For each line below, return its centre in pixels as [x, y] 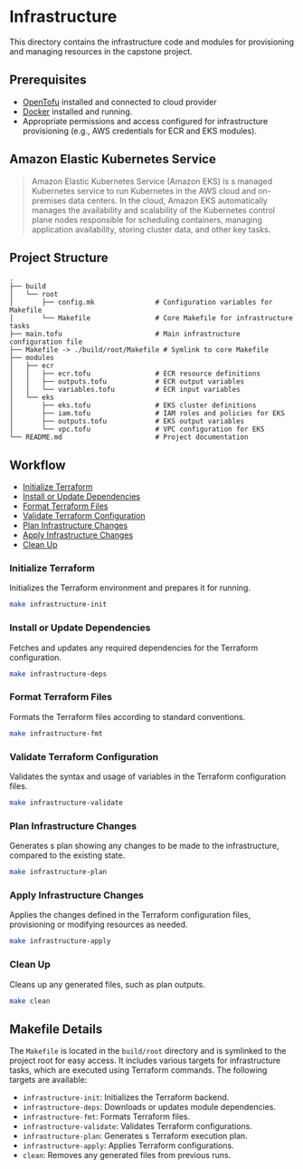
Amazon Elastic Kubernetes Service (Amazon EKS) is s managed [152, 181]
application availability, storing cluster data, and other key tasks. [151, 229]
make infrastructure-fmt [56, 733]
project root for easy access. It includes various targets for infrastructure [145, 1061]
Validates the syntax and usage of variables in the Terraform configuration [148, 776]
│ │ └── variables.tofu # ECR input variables [125, 390]
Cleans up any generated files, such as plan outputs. [107, 984]
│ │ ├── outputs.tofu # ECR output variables [127, 382]
